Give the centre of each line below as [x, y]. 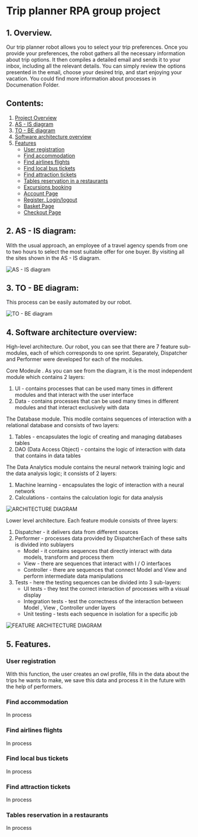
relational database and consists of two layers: [63, 425]
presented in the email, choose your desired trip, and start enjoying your [94, 72]
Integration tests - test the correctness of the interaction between [103, 602]
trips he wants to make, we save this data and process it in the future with [96, 680]
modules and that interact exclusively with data [72, 408]
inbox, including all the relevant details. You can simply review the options [96, 66]
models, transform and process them [69, 557]
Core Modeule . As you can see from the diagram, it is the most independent [99, 371]
